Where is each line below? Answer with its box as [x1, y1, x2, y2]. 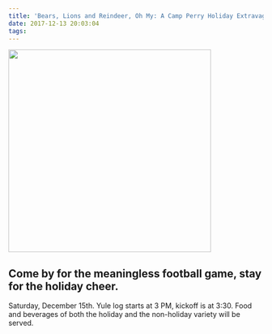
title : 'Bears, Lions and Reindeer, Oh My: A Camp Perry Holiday [8, 11, 233, 20]
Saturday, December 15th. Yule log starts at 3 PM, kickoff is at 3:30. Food [8, 301, 253, 310]
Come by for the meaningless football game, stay [8, 267, 261, 280]
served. [8, 318, 34, 328]
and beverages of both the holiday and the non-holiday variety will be [8, 310, 240, 319]
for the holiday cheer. [8, 279, 119, 293]
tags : [8, 27, 27, 35]
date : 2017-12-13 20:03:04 [8, 19, 100, 28]
